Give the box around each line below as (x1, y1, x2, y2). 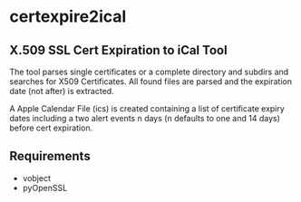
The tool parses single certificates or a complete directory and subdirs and (9, 66, 289, 77)
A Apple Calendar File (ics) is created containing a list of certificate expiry (9, 103, 286, 114)
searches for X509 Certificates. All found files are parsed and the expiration (9, 76, 293, 87)
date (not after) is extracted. (9, 86, 115, 96)
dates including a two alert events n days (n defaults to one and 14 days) (9, 113, 281, 123)
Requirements (9, 149, 91, 164)
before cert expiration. (9, 122, 93, 133)
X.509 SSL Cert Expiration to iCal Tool (9, 43, 228, 58)
